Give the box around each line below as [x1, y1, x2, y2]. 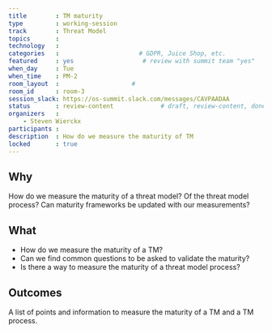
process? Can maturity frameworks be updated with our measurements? [8, 200, 250, 210]
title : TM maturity [8, 11, 104, 20]
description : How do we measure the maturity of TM [8, 132, 194, 140]
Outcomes [8, 285, 62, 300]
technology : [8, 42, 60, 50]
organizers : [8, 110, 60, 118]
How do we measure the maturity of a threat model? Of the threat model [8, 191, 249, 201]
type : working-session [8, 19, 117, 28]
